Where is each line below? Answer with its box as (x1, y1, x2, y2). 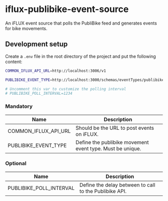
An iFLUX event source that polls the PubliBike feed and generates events (5, 20, 157, 26)
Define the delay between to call (79, 181, 155, 188)
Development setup (5, 40, 68, 49)
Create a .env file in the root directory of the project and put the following (5, 53, 156, 59)
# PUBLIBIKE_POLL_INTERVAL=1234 (5, 91, 72, 96)
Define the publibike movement (75, 139, 149, 146)
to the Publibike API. (79, 187, 126, 194)
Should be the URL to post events (75, 124, 154, 131)
